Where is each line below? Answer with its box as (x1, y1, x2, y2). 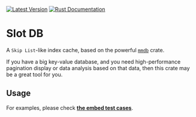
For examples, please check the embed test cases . (6, 104, 134, 111)
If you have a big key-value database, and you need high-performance (6, 58, 181, 65)
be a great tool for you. (6, 71, 63, 78)
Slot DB (6, 27, 44, 40)
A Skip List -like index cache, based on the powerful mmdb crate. (6, 46, 165, 53)
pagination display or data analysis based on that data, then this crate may (6, 64, 190, 71)
